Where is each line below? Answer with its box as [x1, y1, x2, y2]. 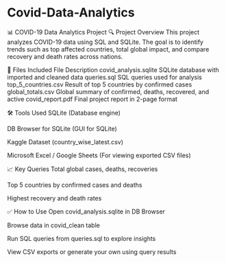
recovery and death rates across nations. [7, 52, 123, 60]
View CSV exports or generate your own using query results [7, 247, 177, 255]
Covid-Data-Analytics [7, 5, 135, 21]
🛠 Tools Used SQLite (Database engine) [7, 108, 121, 117]
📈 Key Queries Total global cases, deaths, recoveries [7, 165, 158, 173]
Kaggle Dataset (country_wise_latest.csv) [7, 137, 124, 146]
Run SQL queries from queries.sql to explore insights [7, 234, 156, 242]
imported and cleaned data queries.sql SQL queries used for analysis [7, 73, 202, 81]
